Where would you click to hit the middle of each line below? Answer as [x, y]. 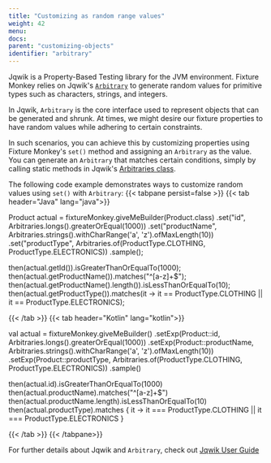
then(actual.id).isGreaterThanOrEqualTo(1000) [86, 384]
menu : [17, 31]
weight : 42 [27, 24]
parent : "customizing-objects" [61, 46]
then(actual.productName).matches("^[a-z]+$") [88, 392]
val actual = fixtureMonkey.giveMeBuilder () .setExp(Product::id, [114, 333]
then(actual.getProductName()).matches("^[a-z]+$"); [97, 276]
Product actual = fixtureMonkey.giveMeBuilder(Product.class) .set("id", [127, 217]
